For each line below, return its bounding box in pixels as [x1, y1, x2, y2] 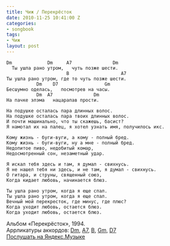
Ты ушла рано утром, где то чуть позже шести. [6, 76, 127, 82]
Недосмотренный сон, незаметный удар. [6, 150, 105, 156]
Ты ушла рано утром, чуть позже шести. [12, 65, 119, 71]
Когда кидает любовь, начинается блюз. [6, 177, 108, 183]
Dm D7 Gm [36, 81, 111, 87]
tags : [6, 32, 20, 38]
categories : [6, 20, 37, 26]
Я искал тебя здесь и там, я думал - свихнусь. [6, 161, 130, 167]
